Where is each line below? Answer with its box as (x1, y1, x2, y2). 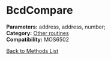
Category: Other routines (6, 29, 69, 36)
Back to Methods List (6, 47, 59, 54)
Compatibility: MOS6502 (6, 36, 70, 43)
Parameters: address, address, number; (6, 23, 106, 30)
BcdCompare (6, 4, 73, 17)
